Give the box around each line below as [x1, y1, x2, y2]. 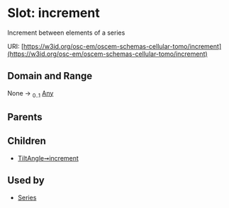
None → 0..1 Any [7, 88, 54, 99]
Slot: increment [7, 5, 101, 21]
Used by [7, 175, 45, 187]
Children [7, 135, 46, 147]
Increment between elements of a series [7, 28, 125, 37]
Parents [7, 111, 43, 123]
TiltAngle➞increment [17, 154, 79, 162]
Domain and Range [7, 70, 93, 82]
